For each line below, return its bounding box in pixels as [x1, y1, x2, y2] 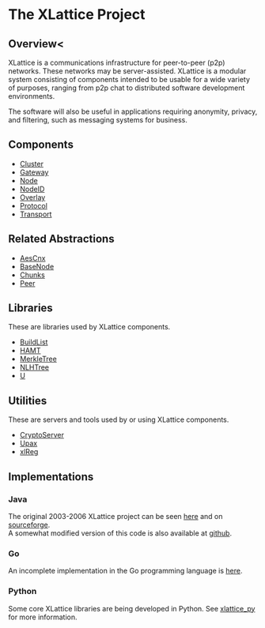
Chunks [19, 270, 45, 280]
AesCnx [19, 253, 46, 262]
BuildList [19, 337, 48, 347]
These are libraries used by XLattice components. [8, 322, 171, 332]
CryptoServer [19, 431, 65, 440]
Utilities [8, 393, 47, 408]
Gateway [19, 167, 49, 177]
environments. [8, 92, 55, 100]
